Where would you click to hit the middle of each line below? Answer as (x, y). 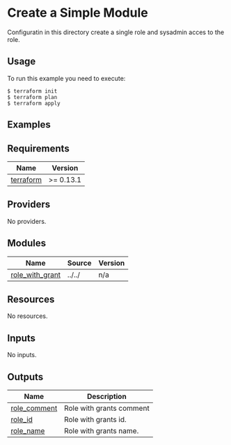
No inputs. (22, 355)
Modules (27, 243)
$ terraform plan (32, 97)
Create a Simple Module (78, 13)
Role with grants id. (95, 420)
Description (106, 397)
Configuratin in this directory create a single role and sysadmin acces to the (116, 32)
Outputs (25, 377)
